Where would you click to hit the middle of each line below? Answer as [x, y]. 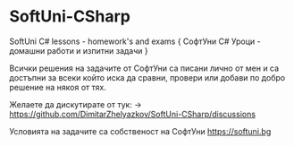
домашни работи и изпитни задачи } [79, 50]
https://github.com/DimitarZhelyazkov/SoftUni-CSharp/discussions [133, 114]
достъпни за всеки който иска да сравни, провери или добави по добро [147, 77]
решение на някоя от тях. [58, 87]
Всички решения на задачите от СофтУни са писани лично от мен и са [144, 68]
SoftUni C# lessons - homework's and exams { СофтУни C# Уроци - [135, 41]
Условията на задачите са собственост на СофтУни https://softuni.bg [140, 131]
